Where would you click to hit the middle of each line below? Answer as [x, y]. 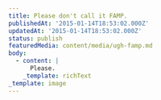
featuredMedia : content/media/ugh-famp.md [80, 46]
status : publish [35, 38]
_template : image [37, 83]
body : [17, 53]
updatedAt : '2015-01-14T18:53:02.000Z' [75, 31]
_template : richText [57, 76]
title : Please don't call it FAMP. [68, 16]
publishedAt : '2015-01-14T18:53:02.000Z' [79, 23]
